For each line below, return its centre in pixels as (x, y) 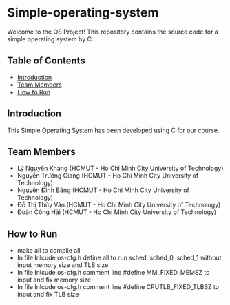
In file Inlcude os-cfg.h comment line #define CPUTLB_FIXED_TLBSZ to (118, 287)
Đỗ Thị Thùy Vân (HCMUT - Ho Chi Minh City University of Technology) (119, 205)
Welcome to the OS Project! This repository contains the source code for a (113, 32)
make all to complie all (49, 251)
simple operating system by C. (50, 39)
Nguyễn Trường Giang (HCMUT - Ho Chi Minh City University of (108, 176)
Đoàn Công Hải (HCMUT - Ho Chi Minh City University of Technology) (117, 212)
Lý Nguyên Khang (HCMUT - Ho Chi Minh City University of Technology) (120, 168)
